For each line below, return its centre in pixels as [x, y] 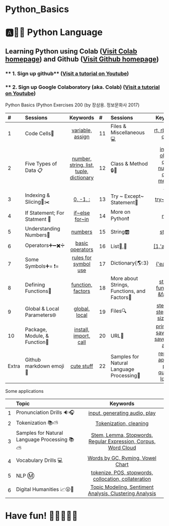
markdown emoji [45, 366]
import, [82, 335]
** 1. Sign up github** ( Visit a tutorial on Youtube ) [67, 73]
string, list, [82, 165]
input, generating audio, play [122, 413]
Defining [35, 284]
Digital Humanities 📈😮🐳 [45, 489]
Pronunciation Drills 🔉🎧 [45, 412]
